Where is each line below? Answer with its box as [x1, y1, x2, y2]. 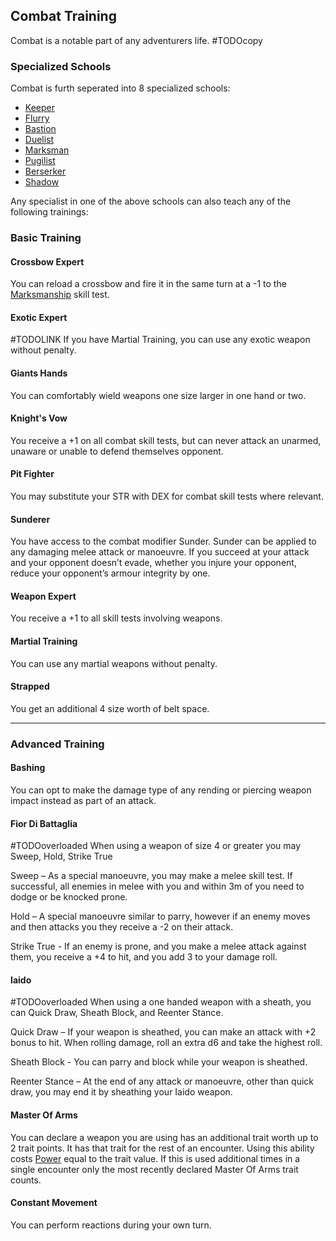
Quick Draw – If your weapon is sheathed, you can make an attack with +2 [10, 1026, 317, 1038]
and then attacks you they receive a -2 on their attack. [10, 921, 234, 933]
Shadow [24, 176, 60, 188]
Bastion [24, 123, 57, 135]
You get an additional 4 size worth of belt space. [10, 702, 210, 714]
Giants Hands [10, 367, 68, 379]
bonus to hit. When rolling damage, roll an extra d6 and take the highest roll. [10, 1037, 323, 1049]
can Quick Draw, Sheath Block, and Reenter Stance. [10, 1007, 224, 1019]
